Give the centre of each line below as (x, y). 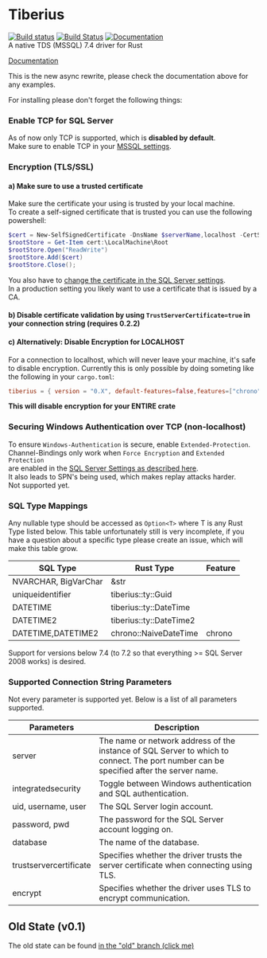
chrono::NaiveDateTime (155, 633)
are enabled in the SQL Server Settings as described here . (103, 468)
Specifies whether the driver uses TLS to (175, 888)
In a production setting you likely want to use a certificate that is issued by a (133, 288)
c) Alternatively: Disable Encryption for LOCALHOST (97, 342)
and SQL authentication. (144, 794)
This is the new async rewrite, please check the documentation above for (128, 76)
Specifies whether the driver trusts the (170, 855)
